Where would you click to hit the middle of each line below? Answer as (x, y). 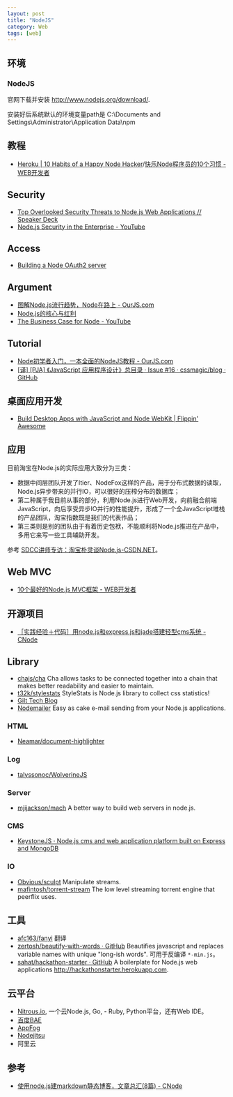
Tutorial (24, 343)
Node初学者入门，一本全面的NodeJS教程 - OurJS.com (95, 361)
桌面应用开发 (35, 401)
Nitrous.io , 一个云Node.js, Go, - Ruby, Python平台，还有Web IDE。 (112, 1011)
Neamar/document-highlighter (61, 741)
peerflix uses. (37, 896)
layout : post (26, 14)
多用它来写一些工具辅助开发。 (60, 535)
